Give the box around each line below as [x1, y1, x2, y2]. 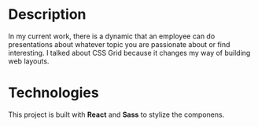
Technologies [8, 84, 100, 102]
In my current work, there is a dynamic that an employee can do [8, 31, 216, 41]
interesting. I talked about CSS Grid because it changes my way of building [8, 48, 251, 57]
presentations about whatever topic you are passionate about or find [8, 39, 230, 49]
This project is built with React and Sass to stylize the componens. [8, 110, 225, 119]
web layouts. [8, 56, 50, 66]
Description [8, 5, 87, 24]
